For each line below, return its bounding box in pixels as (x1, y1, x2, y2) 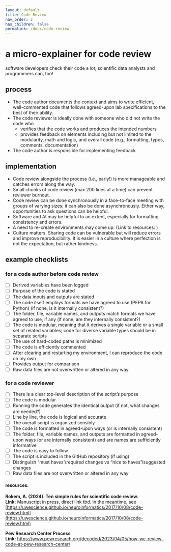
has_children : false (5, 21, 49, 27)
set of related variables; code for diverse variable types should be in (12, 327, 156, 333)
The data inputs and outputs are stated (12, 294, 94, 300)
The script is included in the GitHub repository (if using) (12, 453, 130, 459)
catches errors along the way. (12, 181, 75, 187)
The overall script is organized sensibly (12, 419, 95, 425)
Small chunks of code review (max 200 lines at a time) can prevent (12, 186, 153, 192)
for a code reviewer (5, 380, 54, 387)
